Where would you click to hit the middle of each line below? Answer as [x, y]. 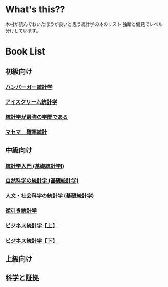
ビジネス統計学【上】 [31, 226]
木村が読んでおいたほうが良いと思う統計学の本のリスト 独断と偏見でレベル [84, 24]
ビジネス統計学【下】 [31, 241]
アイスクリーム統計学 [31, 102]
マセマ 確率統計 [26, 132]
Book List [26, 51]
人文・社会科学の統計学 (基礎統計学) [50, 196]
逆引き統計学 [21, 211]
